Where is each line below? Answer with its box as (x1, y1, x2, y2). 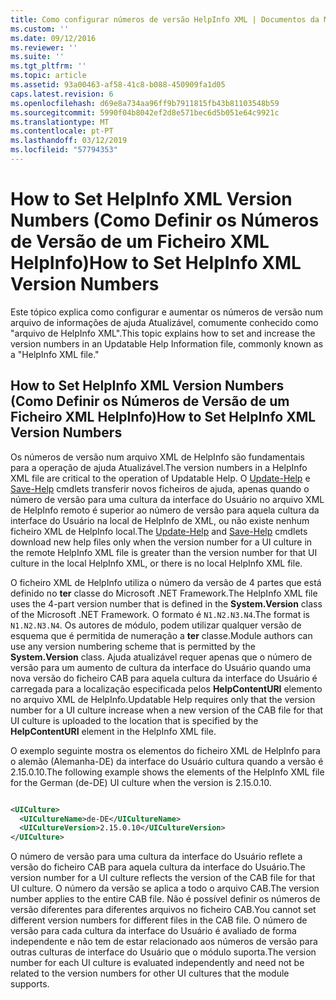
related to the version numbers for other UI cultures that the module (10, 967, 290, 980)
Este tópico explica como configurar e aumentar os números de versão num (10, 306, 323, 318)
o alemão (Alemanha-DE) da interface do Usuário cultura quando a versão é (10, 755, 324, 767)
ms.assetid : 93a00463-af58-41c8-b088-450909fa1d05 (10, 80, 226, 90)
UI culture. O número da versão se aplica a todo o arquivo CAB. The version (10, 882, 320, 895)
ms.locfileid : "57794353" (10, 145, 118, 155)
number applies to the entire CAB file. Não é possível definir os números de (10, 893, 321, 905)
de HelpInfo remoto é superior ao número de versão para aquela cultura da (10, 504, 320, 516)
